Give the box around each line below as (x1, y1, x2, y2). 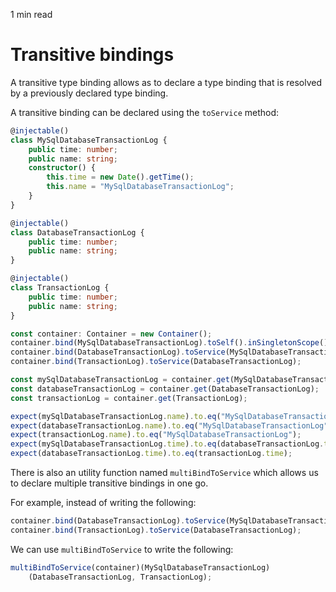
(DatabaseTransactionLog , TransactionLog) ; (28, 572, 213, 582)
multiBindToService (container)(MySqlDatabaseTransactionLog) (10, 562, 271, 573)
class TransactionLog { (10, 283, 110, 293)
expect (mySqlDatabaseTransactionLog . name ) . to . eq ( (10, 411, 222, 421)
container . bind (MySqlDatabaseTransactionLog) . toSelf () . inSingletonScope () (10, 338, 329, 348)
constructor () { (28, 163, 97, 173)
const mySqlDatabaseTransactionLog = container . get (10, 375, 230, 385)
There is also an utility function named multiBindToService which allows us (10, 467, 319, 479)
